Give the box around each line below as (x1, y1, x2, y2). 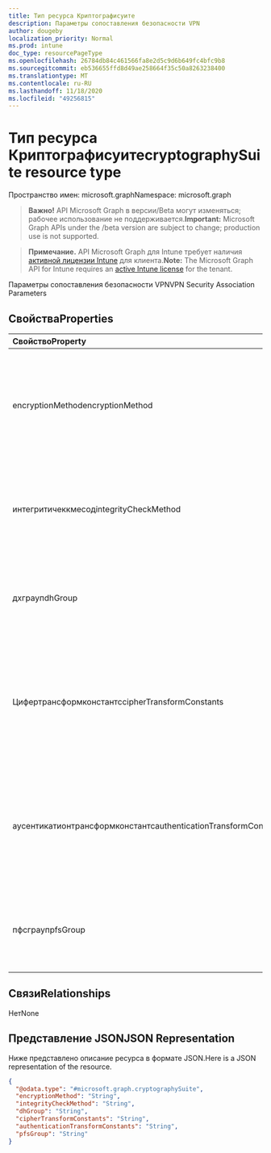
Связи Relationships (8, 987, 111, 1001)
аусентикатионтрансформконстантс (12, 821, 156, 831)
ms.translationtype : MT (8, 72, 89, 80)
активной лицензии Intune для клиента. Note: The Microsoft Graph (27, 256, 254, 265)
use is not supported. (27, 232, 99, 241)
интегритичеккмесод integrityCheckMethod (12, 503, 181, 515)
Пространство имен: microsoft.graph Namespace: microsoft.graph (8, 190, 231, 200)
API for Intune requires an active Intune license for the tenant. (27, 264, 233, 274)
